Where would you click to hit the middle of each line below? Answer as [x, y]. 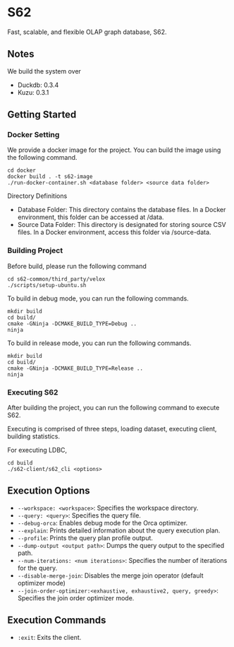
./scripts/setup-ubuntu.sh [47, 285]
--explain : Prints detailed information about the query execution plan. [119, 530]
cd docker [22, 170]
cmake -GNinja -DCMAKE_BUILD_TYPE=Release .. [75, 368]
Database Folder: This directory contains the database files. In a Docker [122, 210]
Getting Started [42, 115]
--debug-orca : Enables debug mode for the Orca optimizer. [103, 523]
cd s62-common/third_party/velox [56, 279]
